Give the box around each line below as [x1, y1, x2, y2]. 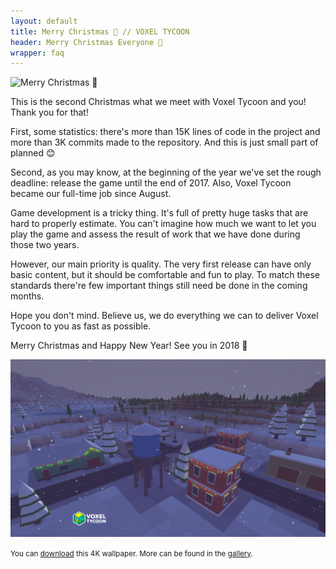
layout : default [10, 16, 78, 26]
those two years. [10, 239, 80, 251]
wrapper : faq [10, 48, 65, 58]
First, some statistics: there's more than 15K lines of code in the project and [10, 126, 321, 138]
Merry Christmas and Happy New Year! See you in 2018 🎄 [10, 340, 248, 352]
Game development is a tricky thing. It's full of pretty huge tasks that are [10, 207, 309, 219]
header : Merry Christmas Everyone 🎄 [10, 37, 163, 47]
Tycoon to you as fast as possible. [10, 320, 152, 332]
